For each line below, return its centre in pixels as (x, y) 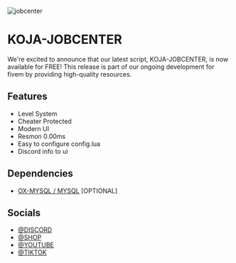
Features (27, 97)
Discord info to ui (43, 151)
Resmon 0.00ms (42, 136)
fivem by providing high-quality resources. (70, 74)
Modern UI (33, 128)
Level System (37, 113)
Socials (24, 213)
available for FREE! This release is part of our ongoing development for (111, 67)
